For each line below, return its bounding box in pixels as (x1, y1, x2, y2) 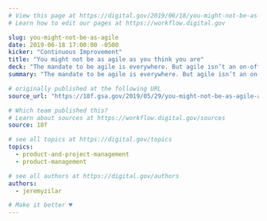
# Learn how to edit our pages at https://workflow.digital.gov (8, 19, 226, 27)
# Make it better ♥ (8, 201, 73, 209)
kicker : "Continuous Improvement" (8, 48, 123, 56)
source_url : (8, 92, 48, 100)
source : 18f (8, 121, 48, 130)
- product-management (15, 157, 87, 165)
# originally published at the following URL (8, 84, 161, 92)
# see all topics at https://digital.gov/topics (8, 136, 172, 144)
